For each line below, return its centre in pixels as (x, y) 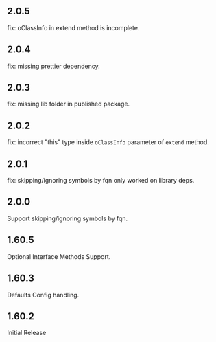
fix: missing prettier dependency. (54, 66)
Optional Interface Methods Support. (59, 256)
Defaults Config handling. (43, 295)
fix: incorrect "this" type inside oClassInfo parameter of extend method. (108, 142)
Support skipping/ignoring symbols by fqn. (68, 218)
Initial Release (27, 333)
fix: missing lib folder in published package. (69, 104)
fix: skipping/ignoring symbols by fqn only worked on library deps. (101, 181)
